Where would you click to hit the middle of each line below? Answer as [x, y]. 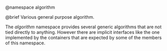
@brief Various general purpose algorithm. [50, 17]
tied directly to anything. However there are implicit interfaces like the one [82, 32]
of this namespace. [25, 43]
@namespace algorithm [30, 7]
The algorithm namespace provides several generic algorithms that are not [83, 27]
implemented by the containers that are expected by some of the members [83, 38]
